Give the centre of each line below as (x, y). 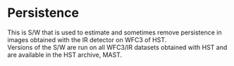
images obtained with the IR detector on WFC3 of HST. (87, 39)
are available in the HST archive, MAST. (64, 55)
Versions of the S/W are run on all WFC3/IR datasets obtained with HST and (117, 47)
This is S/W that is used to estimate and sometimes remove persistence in (115, 32)
